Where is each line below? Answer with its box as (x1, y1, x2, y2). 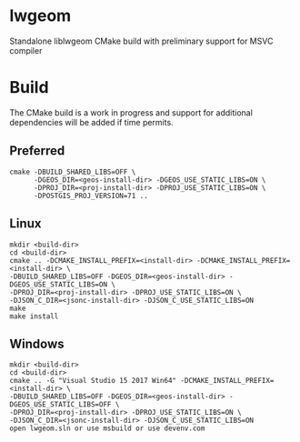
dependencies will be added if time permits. (9, 116, 175, 127)
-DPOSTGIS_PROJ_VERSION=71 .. (33, 191, 148, 200)
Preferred (9, 143, 65, 159)
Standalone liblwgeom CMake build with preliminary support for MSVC (9, 35, 274, 46)
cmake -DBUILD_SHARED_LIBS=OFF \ (9, 167, 136, 176)
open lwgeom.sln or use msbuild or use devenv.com (9, 424, 205, 433)
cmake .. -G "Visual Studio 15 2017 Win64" (9, 377, 177, 386)
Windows (9, 336, 65, 351)
